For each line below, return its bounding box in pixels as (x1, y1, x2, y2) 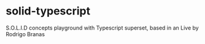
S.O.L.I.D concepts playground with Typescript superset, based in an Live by (6, 24, 199, 31)
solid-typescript (6, 4, 91, 18)
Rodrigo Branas (6, 30, 45, 37)
